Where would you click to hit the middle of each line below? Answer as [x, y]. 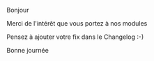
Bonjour [18, 10]
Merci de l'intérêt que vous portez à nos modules [77, 23]
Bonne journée [28, 50]
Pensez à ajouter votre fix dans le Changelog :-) [75, 37]
